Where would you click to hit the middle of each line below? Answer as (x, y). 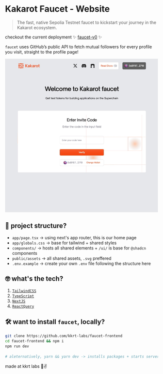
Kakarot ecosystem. (37, 27)
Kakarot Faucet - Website (57, 9)
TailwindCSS (24, 291)
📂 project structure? (36, 226)
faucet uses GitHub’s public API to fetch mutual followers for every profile (79, 47)
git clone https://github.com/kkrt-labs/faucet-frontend (64, 336)
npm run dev (17, 346)
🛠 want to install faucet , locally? (55, 322)
